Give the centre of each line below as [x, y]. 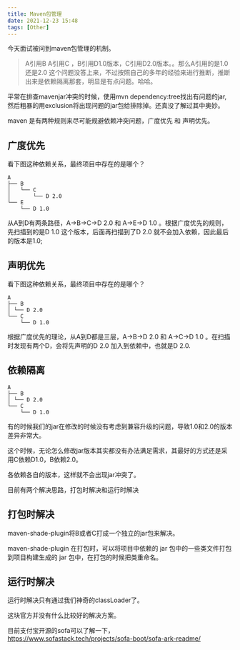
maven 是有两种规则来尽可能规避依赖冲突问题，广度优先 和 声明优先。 [111, 121]
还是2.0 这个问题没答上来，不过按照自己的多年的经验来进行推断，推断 [127, 73]
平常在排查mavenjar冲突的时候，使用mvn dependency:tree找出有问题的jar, [117, 96]
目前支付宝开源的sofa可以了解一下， [61, 631]
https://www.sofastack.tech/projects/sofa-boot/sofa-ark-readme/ [104, 639]
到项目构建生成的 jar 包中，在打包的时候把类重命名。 [85, 557]
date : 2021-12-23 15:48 [43, 21]
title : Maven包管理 [35, 14]
